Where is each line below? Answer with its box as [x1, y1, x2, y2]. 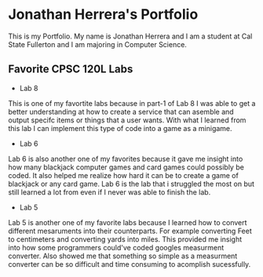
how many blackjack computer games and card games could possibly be [8, 162, 245, 172]
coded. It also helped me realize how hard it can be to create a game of [8, 170, 239, 180]
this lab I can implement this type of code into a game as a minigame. [8, 123, 233, 133]
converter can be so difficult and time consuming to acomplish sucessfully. [8, 259, 251, 268]
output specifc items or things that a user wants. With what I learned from [8, 115, 247, 125]
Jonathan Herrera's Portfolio [8, 5, 199, 24]
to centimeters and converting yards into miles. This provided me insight [8, 234, 243, 244]
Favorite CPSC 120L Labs [8, 63, 133, 76]
